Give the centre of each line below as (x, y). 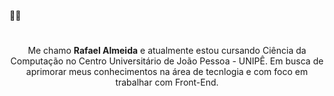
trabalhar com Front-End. (167, 82)
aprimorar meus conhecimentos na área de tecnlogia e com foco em (167, 72)
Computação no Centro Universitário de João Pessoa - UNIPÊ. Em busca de (167, 61)
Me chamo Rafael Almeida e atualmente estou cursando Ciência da (167, 51)
